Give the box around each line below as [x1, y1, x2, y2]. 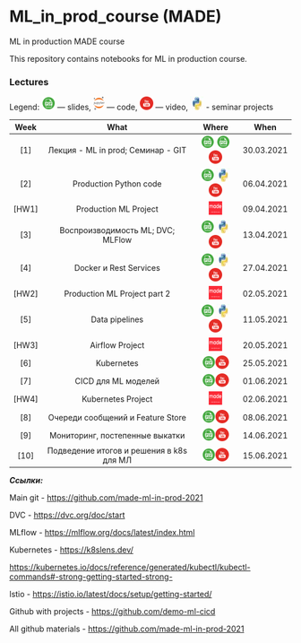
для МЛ [102, 455, 133, 465]
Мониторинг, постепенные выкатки [48, 430, 185, 440]
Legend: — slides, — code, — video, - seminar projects [9, 101, 274, 113]
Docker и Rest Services [73, 263, 161, 274]
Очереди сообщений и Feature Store [47, 412, 186, 422]
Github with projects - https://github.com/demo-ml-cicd [9, 605, 216, 616]
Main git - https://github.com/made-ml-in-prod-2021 [9, 491, 203, 503]
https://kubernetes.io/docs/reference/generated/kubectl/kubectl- [9, 561, 251, 572]
